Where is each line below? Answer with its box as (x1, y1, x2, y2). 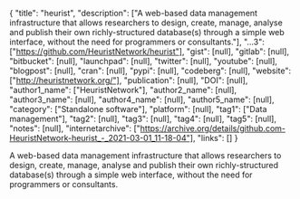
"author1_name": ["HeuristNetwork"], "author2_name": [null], (9, 85, 237, 95)
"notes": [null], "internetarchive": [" (9, 123, 140, 134)
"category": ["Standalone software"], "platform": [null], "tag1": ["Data (9, 104, 267, 114)
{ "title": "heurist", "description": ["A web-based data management (9, 8, 258, 18)
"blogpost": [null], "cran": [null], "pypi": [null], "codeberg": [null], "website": (9, 65, 292, 76)
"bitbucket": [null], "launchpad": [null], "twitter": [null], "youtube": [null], (9, 56, 278, 66)
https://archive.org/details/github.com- (140, 123, 286, 134)
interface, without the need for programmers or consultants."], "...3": (9, 36, 265, 47)
